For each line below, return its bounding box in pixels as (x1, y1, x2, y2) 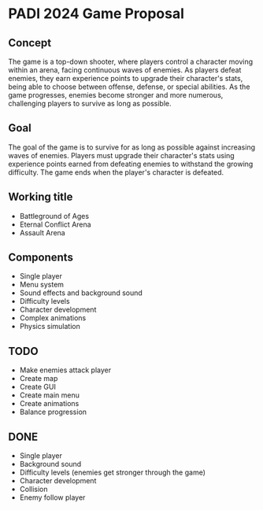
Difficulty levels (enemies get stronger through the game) (19, 468, 206, 477)
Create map (19, 374, 58, 383)
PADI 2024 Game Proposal (8, 5, 185, 23)
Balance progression (19, 407, 87, 417)
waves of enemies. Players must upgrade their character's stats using (8, 150, 235, 160)
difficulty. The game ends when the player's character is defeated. (8, 167, 224, 177)
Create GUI (19, 382, 57, 392)
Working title (8, 190, 73, 204)
